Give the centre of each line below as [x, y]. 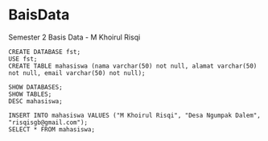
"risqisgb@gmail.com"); [48, 122]
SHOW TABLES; [30, 94]
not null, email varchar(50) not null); [77, 73]
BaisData [39, 15]
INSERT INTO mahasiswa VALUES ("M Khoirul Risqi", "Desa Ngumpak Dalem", [135, 115]
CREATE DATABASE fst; [45, 52]
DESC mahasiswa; [35, 101]
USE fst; [23, 59]
